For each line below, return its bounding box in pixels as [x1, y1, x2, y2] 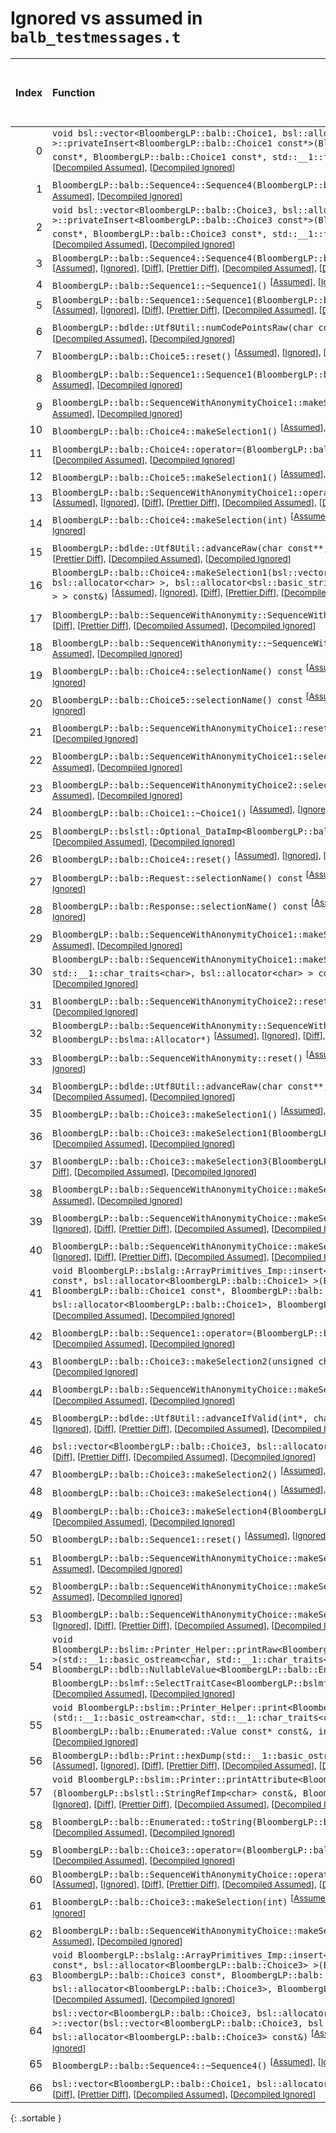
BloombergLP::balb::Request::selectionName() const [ [52, 868, 310, 884]
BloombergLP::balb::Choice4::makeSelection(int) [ [52, 510, 295, 526]
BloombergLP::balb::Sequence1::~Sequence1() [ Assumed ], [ [52, 276, 322, 292]
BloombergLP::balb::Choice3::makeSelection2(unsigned [52, 1356, 314, 1367]
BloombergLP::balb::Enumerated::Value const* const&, [52, 1726, 314, 1737]
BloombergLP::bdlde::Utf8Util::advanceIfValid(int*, [52, 1413, 309, 1424]
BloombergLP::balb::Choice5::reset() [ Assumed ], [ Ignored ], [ [52, 347, 327, 362]
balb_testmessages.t [10, 28, 182, 47]
